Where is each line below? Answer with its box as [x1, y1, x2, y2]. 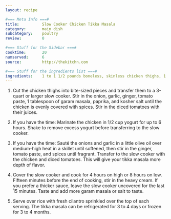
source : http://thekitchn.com [5, 59, 88, 65]
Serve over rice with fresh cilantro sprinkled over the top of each [12, 198, 149, 204]
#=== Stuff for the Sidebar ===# [5, 45, 77, 50]
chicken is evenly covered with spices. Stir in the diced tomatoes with [12, 104, 160, 110]
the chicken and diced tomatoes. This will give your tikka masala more [12, 156, 161, 163]
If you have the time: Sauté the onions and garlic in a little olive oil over [12, 140, 162, 146]
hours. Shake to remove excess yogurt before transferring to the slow [12, 125, 160, 131]
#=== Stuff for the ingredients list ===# [5, 69, 97, 74]
